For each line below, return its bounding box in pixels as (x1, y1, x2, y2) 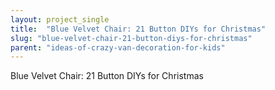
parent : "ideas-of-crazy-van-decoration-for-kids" (10, 42, 226, 53)
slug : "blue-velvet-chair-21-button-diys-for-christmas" (10, 33, 253, 43)
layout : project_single (10, 14, 110, 25)
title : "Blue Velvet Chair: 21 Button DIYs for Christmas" (10, 24, 267, 34)
